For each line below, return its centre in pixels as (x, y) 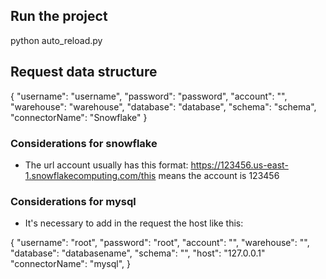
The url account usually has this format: (106, 165)
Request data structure (84, 72)
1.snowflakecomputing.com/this (90, 175)
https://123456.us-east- (239, 165)
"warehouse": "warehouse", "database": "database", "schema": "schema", (163, 106)
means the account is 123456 (219, 175)
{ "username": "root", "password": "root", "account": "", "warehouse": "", (160, 243)
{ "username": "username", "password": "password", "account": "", (149, 96)
